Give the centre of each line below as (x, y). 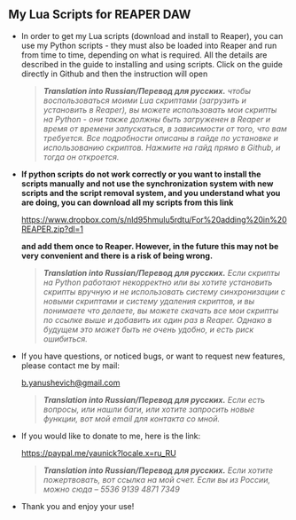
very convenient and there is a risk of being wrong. (117, 256)
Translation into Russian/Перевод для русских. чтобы (147, 91)
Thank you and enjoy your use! (78, 506)
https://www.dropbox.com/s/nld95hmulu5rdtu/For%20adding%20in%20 (154, 219)
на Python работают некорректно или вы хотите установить (158, 282)
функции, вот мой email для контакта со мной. (132, 418)
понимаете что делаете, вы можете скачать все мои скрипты (161, 311)
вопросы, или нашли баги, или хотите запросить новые (149, 409)
